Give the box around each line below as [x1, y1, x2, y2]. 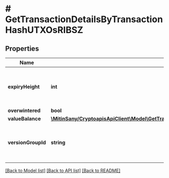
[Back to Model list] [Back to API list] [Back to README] [5, 167, 121, 173]
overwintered [8, 107, 41, 114]
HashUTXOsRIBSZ [5, 25, 83, 36]
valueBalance [8, 115, 41, 122]
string [51, 139, 65, 146]
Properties [5, 44, 39, 53]
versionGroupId [8, 139, 46, 146]
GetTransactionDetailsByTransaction [5, 14, 163, 25]
